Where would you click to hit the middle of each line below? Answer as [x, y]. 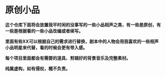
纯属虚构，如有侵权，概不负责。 [38, 68]
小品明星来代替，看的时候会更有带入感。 [46, 47]
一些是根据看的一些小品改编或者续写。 [44, 31]
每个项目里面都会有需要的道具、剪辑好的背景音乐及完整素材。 [68, 58]
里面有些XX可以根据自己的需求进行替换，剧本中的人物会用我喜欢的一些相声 [82, 41]
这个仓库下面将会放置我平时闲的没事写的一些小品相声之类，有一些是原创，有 [83, 25]
